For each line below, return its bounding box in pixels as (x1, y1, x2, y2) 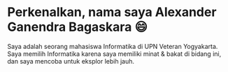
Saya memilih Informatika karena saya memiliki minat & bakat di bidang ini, (7, 50, 222, 58)
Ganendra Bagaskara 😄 (7, 19, 148, 35)
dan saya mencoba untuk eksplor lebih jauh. (7, 57, 135, 65)
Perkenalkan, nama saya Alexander (7, 4, 217, 20)
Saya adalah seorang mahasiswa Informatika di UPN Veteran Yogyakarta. (7, 42, 218, 50)
